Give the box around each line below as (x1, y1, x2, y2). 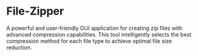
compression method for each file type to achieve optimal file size (6, 37, 172, 44)
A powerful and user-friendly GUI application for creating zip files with (6, 24, 183, 32)
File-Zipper (6, 4, 64, 18)
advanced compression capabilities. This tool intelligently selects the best (6, 30, 192, 38)
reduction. (6, 44, 32, 51)
